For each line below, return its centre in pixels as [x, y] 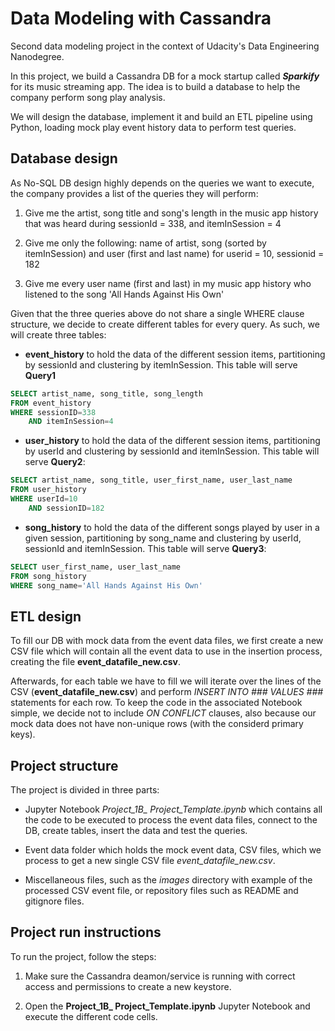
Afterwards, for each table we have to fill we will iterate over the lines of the [166, 681]
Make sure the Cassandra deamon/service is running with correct [160, 976]
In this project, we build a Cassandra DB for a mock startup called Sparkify [165, 76]
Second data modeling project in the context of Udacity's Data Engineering [165, 46]
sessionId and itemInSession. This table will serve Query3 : [145, 548]
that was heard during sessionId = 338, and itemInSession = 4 [153, 223]
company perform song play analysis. [88, 97]
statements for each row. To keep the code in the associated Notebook [156, 703]
